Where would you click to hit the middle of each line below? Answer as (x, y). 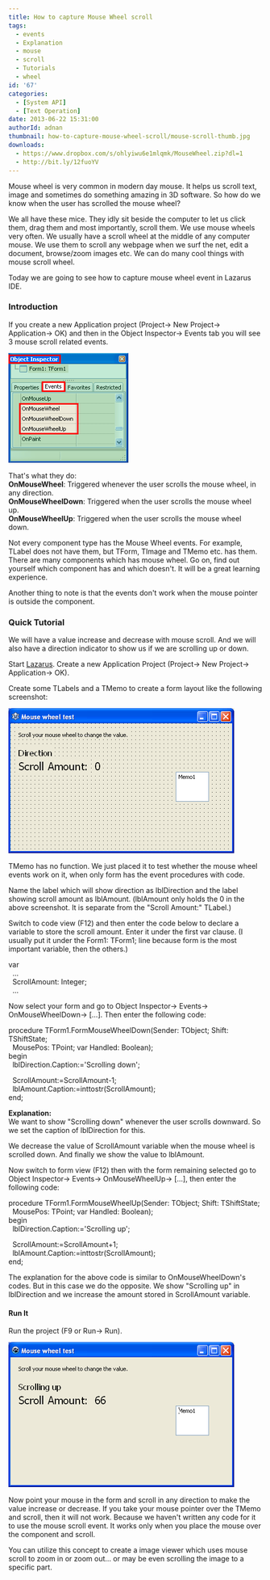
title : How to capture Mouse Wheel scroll (81, 17)
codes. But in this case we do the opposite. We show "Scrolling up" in (124, 1286)
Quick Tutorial (37, 622)
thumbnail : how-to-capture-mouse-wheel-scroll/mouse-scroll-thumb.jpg (129, 137)
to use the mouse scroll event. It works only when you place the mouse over (135, 1526)
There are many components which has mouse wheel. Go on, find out (124, 560)
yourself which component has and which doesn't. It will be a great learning (134, 568)
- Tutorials (36, 69)
